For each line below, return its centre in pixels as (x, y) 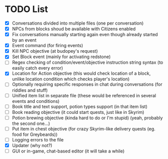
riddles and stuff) (30, 90)
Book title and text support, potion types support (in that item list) (80, 106)
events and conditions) (36, 101)
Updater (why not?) (32, 145)
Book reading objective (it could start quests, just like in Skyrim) (78, 112)
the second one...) (31, 123)
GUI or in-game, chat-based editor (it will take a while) (68, 151)
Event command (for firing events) (48, 46)
